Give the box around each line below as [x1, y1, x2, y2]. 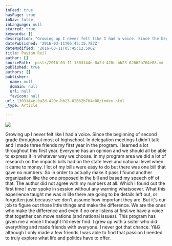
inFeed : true [5, 7, 33, 13]
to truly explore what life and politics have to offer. [5, 235, 111, 241]
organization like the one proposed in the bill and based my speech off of [5, 175, 160, 181]
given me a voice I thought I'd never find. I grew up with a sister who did [5, 219, 158, 225]
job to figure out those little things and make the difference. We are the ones [5, 202, 166, 209]
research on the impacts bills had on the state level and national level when [5, 159, 164, 165]
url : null [10, 88, 31, 94]
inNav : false [5, 17, 33, 22]
